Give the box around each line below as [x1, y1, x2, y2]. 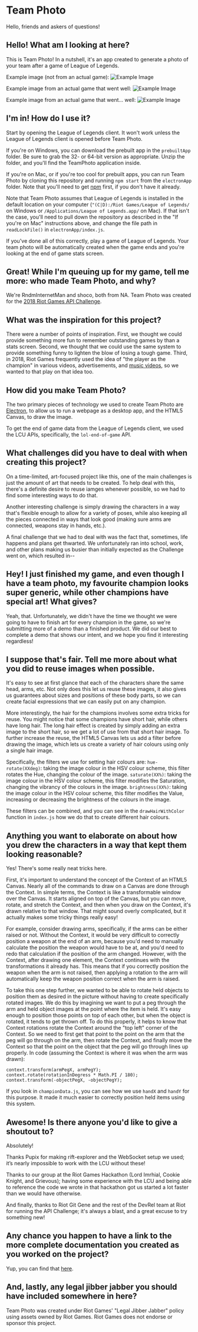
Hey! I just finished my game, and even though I [6, 569, 184, 579]
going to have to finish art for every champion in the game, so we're [6, 619, 171, 626]
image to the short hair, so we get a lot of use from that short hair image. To [6, 728, 190, 735]
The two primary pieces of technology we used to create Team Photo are [6, 401, 184, 408]
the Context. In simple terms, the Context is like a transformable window [6, 889, 181, 896]
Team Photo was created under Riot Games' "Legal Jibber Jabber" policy [6, 1307, 184, 1314]
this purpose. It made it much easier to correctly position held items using [6, 1094, 185, 1101]
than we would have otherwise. [6, 1190, 82, 1197]
